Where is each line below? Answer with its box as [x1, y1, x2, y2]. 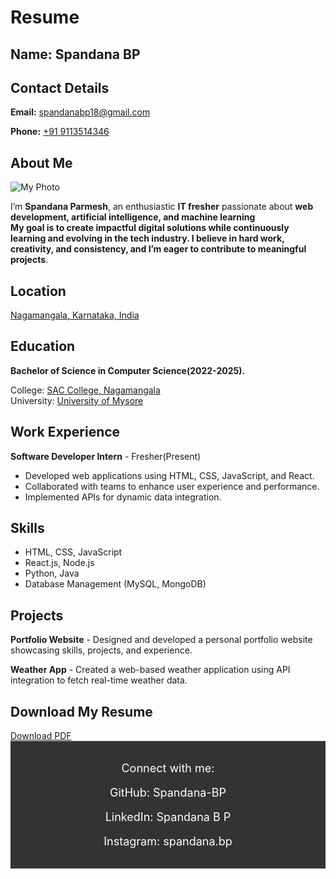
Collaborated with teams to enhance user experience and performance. [24, 480, 320, 492]
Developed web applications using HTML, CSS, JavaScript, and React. [24, 469, 315, 481]
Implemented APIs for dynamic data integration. [24, 491, 222, 503]
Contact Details [10, 79, 110, 96]
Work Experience [10, 424, 121, 441]
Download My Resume [10, 703, 153, 720]
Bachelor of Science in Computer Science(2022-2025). [10, 364, 246, 376]
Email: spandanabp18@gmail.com [10, 106, 151, 118]
